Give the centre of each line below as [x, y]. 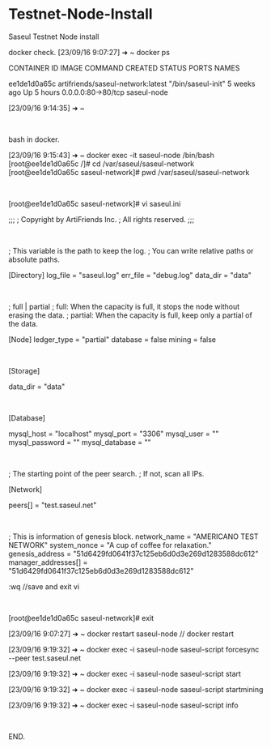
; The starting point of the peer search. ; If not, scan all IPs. [106, 473]
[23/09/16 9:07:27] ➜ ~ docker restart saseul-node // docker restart [121, 634]
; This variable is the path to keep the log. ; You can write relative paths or [131, 250]
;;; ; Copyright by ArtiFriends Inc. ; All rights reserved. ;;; [102, 219]
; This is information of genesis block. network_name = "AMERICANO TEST [133, 536]
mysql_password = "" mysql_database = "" [80, 442]
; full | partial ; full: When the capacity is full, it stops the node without [124, 306]
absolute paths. [34, 259]
